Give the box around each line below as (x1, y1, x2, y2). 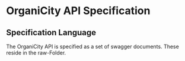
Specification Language (6, 28, 97, 38)
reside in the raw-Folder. (6, 49, 66, 56)
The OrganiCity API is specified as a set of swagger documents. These (6, 43, 179, 50)
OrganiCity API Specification (6, 4, 151, 18)
